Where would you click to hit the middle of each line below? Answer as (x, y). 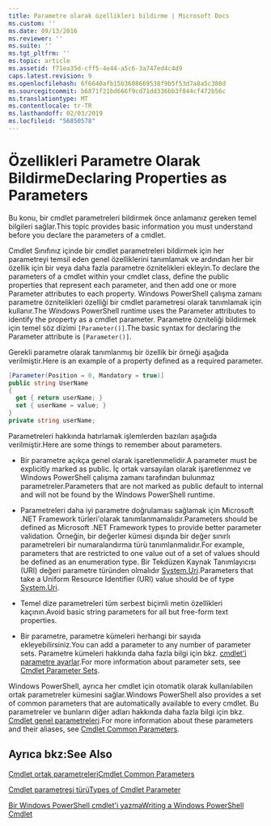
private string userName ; (52, 421)
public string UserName (49, 383)
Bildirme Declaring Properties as (118, 178)
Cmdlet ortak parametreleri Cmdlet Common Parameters (102, 773)
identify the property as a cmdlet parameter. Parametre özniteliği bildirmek (133, 319)
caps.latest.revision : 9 (50, 76)
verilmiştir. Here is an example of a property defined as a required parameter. (136, 360)
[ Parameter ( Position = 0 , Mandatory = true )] (86, 375)
